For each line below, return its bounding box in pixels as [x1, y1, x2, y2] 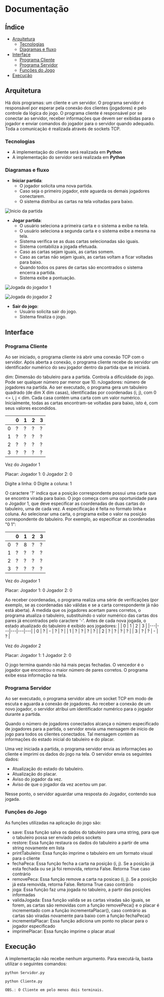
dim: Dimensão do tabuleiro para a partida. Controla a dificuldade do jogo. [5, 374, 155, 380]
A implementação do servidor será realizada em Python [12, 155, 125, 160]
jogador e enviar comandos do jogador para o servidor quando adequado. [5, 120, 155, 126]
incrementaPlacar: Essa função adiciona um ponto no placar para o [12, 918, 148, 923]
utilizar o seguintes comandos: [5, 961, 67, 967]
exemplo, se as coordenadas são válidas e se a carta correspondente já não [5, 602, 159, 608]
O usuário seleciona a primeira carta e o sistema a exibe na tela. [19, 223, 149, 229]
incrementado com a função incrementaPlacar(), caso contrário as [12, 907, 147, 913]
